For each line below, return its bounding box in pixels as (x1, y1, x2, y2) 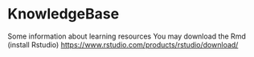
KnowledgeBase (7, 5, 120, 23)
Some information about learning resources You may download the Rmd (7, 31, 246, 41)
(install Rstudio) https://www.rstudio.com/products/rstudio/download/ (7, 39, 239, 49)
